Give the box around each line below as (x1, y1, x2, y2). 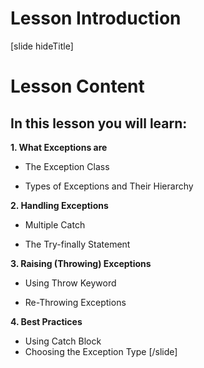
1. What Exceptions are (10, 141, 108, 153)
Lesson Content (10, 75, 145, 98)
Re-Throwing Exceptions (24, 296, 127, 308)
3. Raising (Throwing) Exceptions (10, 257, 152, 269)
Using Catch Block (24, 335, 102, 347)
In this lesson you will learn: (10, 115, 188, 132)
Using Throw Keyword (24, 277, 117, 289)
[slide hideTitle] (10, 40, 74, 52)
